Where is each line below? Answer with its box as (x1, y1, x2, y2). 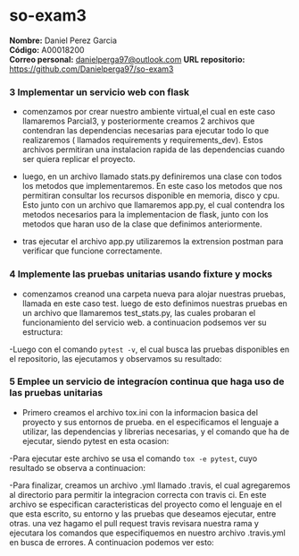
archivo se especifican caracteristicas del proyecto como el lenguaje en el (9, 499, 283, 509)
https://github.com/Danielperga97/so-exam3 (9, 64, 174, 74)
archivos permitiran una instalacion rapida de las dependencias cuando (21, 144, 286, 155)
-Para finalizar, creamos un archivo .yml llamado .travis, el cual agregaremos (9, 480, 291, 491)
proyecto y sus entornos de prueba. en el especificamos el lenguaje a (21, 416, 279, 427)
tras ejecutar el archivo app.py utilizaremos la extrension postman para (21, 236, 284, 247)
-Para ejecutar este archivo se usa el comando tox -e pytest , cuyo (9, 453, 258, 464)
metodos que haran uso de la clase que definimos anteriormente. (21, 218, 263, 229)
